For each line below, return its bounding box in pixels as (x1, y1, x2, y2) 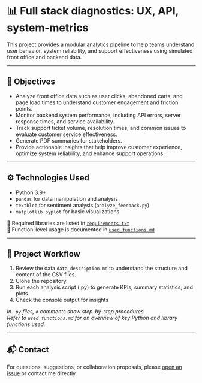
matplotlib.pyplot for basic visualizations (15, 207, 120, 215)
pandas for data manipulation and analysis (15, 195, 119, 202)
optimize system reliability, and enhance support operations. (15, 150, 165, 157)
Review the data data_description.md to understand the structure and (15, 264, 188, 272)
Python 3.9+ (15, 189, 47, 196)
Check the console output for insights (15, 297, 109, 304)
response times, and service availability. (15, 117, 114, 125)
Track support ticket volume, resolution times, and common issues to (15, 124, 186, 131)
